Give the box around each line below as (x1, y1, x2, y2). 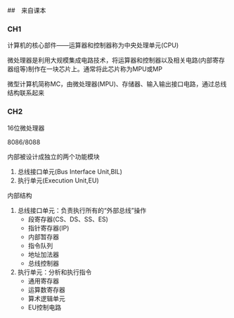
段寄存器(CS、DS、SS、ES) (27, 214, 109, 224)
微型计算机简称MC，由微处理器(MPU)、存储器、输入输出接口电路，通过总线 (7, 80, 227, 88)
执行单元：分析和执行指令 (17, 267, 92, 276)
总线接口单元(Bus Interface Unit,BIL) (17, 167, 123, 176)
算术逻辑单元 (27, 294, 65, 302)
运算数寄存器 (27, 285, 65, 294)
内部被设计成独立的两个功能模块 (7, 152, 100, 161)
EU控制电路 (27, 302, 62, 312)
